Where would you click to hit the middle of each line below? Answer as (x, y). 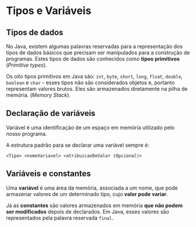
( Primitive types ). (27, 65)
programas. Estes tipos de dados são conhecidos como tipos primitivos (93, 59)
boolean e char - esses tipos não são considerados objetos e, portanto (90, 82)
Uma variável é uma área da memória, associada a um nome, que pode (92, 188)
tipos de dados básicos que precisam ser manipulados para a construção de (98, 53)
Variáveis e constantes (49, 174)
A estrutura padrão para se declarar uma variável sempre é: (78, 145)
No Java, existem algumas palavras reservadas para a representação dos (94, 46)
